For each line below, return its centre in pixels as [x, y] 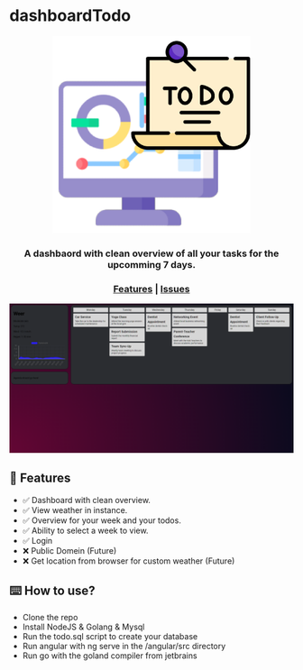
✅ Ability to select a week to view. [85, 530]
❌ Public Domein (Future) [69, 550]
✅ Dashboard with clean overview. [87, 500]
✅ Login [37, 540]
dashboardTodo [70, 16]
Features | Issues [151, 289]
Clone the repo [50, 617]
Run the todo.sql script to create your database [110, 636]
